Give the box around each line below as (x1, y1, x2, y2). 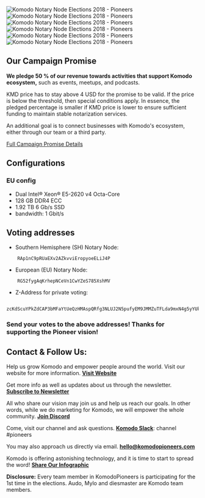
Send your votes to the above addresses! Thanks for (6, 320, 165, 329)
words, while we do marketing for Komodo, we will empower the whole (6, 406, 184, 414)
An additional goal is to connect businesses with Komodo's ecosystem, (6, 122, 185, 129)
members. (6, 486, 32, 494)
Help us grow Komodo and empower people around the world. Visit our (6, 363, 185, 370)
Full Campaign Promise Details (6, 140, 84, 147)
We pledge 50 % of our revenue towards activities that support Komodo (6, 72, 192, 80)
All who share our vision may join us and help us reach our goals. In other (6, 400, 191, 407)
